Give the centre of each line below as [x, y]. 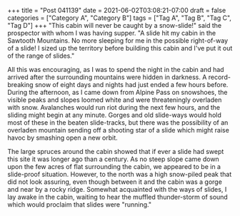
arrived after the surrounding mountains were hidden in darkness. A [107, 77]
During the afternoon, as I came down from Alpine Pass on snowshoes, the [117, 92]
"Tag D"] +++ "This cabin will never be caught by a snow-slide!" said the [115, 25]
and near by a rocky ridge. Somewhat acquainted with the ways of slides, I [117, 189]
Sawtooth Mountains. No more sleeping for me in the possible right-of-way [118, 41]
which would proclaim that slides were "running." [80, 205]
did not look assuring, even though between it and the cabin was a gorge [115, 182]
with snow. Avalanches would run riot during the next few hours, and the [114, 107]
